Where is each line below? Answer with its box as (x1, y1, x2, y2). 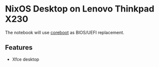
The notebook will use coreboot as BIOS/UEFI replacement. (5, 29, 124, 35)
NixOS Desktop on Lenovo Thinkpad (5, 3, 155, 14)
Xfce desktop (12, 56, 40, 62)
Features (5, 43, 33, 52)
